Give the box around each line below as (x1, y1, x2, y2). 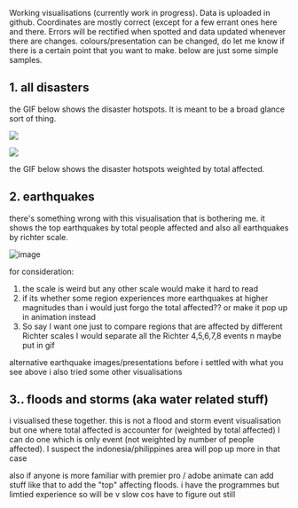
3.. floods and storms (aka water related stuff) (9, 392, 269, 407)
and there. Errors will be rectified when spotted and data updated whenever (9, 27, 286, 36)
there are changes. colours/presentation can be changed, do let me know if (9, 35, 286, 46)
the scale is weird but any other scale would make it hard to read (21, 283, 259, 293)
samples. (9, 55, 43, 65)
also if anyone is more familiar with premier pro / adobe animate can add (9, 470, 274, 481)
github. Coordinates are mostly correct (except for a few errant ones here (9, 17, 278, 27)
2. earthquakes (9, 190, 95, 205)
